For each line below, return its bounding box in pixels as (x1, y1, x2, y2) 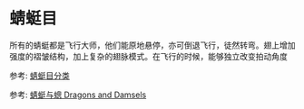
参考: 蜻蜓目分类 (9, 69, 70, 81)
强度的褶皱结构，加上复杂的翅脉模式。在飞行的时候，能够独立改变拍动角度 (9, 50, 288, 61)
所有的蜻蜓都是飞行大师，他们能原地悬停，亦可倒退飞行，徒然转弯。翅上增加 (9, 40, 296, 50)
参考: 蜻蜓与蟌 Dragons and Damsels (9, 89, 147, 100)
